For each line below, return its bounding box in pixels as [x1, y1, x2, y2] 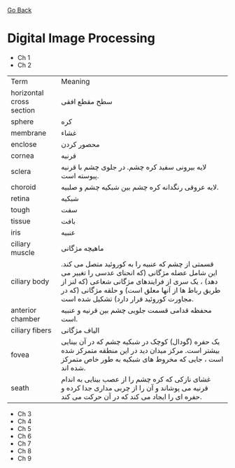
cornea [10, 150, 34, 160]
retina [10, 193, 30, 203]
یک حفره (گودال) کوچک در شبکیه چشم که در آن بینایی [61, 337, 220, 346]
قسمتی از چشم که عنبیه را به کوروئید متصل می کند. [61, 258, 214, 268]
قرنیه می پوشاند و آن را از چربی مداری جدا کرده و [61, 383, 208, 393]
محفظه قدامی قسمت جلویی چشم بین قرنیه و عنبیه [61, 305, 212, 315]
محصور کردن [61, 139, 100, 149]
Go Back [7, 6, 32, 14]
